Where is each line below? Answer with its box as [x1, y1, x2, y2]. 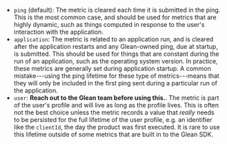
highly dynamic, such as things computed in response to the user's [13, 21, 205, 28]
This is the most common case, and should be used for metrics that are [13, 13, 217, 21]
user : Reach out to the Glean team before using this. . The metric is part [13, 94, 219, 102]
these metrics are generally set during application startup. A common [13, 65, 212, 72]
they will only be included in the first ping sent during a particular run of [13, 79, 217, 87]
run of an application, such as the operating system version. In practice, [13, 57, 219, 65]
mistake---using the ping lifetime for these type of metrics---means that [13, 72, 219, 80]
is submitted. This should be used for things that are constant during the [13, 50, 219, 58]
